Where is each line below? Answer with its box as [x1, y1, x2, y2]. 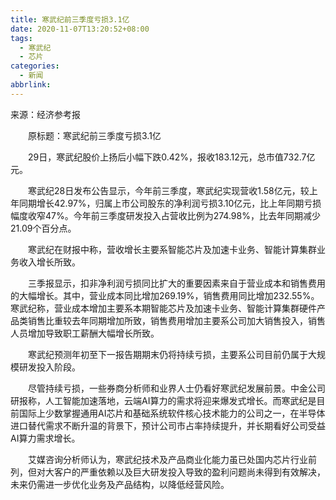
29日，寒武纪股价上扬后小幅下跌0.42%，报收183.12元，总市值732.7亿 [27, 151, 316, 163]
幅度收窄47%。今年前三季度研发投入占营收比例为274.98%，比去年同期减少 [10, 209, 321, 221]
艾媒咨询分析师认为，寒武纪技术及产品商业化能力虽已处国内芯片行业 [27, 453, 308, 465]
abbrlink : [10, 80, 52, 90]
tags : [10, 33, 33, 43]
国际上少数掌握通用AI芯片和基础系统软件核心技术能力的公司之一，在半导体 [18, 407, 326, 419]
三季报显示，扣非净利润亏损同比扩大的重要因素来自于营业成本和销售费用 [27, 277, 326, 289]
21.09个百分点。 [10, 222, 77, 234]
